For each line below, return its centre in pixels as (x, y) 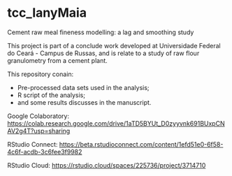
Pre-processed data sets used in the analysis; (83, 87)
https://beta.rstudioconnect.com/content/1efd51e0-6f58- (141, 144)
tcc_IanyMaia (47, 13)
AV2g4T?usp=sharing (39, 131)
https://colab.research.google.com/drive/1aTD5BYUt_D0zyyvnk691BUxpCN (116, 123)
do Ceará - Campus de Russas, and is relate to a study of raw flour (103, 53)
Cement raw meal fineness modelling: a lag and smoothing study (101, 32)
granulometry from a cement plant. (58, 60)
